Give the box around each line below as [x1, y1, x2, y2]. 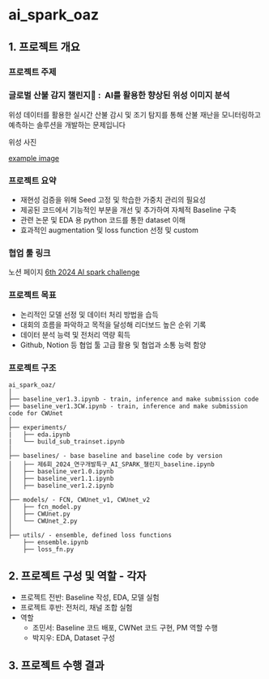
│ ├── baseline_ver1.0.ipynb [8, 467, 114, 475]
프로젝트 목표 [8, 290, 57, 301]
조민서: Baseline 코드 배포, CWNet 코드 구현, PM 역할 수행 [32, 622, 219, 632]
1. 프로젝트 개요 [8, 40, 81, 53]
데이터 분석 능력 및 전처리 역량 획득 [19, 329, 131, 339]
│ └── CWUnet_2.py [8, 516, 79, 525]
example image [8, 153, 59, 163]
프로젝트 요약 [8, 175, 57, 186]
